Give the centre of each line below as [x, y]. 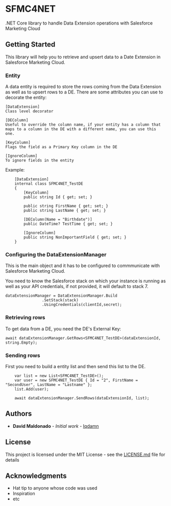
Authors [19, 414]
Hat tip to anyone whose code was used [55, 488]
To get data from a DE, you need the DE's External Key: [63, 329]
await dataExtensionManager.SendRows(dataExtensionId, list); [82, 398]
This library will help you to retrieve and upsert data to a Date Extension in [83, 57]
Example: [15, 170]
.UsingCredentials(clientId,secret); [82, 305]
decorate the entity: [26, 98]
